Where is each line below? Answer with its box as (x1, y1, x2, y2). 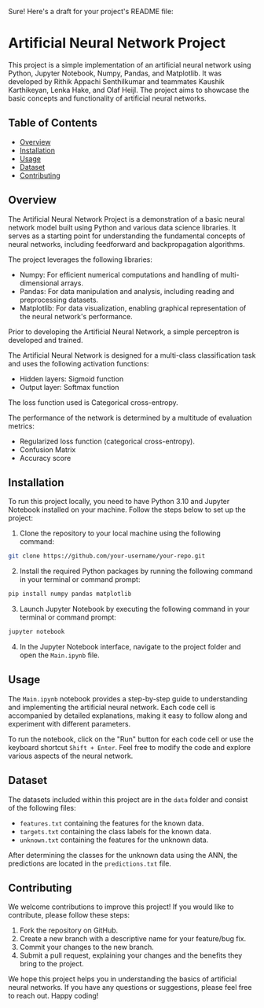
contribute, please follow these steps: (8, 911, 130, 920)
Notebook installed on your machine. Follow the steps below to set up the (8, 505, 246, 514)
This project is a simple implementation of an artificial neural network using (8, 60, 251, 69)
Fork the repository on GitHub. (19, 925, 119, 935)
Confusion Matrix (19, 444, 76, 454)
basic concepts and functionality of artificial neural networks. (8, 94, 207, 103)
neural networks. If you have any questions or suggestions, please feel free (8, 983, 252, 992)
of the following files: (8, 803, 76, 812)
